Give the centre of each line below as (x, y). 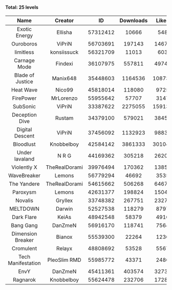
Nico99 (64, 90)
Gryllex (64, 200)
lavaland (24, 159)
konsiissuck (64, 52)
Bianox (64, 237)
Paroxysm (25, 192)
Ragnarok (24, 280)
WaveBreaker (25, 175)
